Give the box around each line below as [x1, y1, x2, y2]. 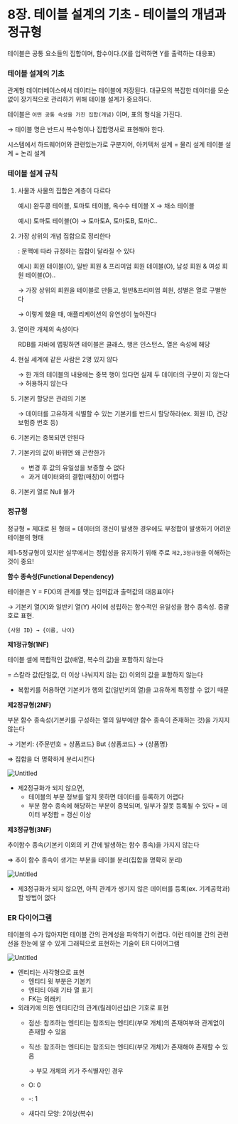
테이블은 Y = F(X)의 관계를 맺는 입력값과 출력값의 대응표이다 [7, 587, 174, 595]
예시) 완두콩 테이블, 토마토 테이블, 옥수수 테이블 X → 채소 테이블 [17, 201, 195, 210]
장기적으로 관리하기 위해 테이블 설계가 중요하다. [20, 95, 151, 104]
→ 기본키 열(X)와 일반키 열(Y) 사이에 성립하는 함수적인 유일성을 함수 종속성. [7, 602, 217, 611]
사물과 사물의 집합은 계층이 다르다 [17, 186, 112, 195]
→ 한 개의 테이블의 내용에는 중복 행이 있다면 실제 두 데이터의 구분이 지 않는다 [17, 370, 230, 379]
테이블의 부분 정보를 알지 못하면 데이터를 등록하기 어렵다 [28, 792, 185, 801]
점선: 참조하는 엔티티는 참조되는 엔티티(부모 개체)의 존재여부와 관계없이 [28, 1019, 225, 1027]
